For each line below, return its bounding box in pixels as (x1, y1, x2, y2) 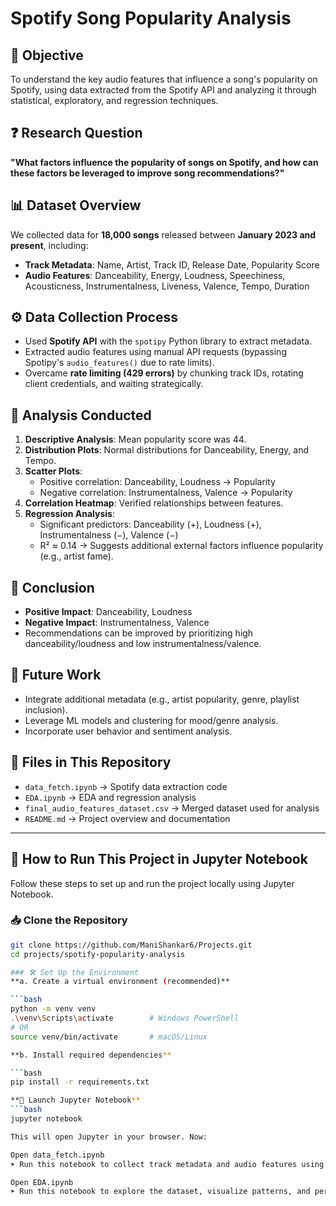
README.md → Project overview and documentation (24, 812, 231, 824)
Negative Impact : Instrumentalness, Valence (24, 617, 210, 629)
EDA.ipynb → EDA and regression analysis (24, 791, 197, 803)
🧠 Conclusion (10, 579, 95, 596)
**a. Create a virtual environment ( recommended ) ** (10, 977, 230, 987)
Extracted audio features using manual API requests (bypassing (24, 346, 287, 358)
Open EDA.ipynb (10, 1177, 74, 1187)
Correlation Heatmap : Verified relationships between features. (24, 497, 284, 509)
